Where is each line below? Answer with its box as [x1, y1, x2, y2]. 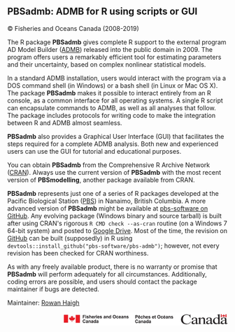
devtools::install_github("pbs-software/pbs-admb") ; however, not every [7, 241, 220, 250]
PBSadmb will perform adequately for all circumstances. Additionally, [7, 270, 208, 278]
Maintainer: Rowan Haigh [7, 298, 80, 307]
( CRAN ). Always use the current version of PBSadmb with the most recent [7, 168, 222, 176]
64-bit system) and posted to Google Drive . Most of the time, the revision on [7, 226, 228, 234]
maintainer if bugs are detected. [7, 284, 100, 293]
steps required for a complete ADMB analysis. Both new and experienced [7, 140, 219, 148]
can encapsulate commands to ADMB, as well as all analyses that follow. [7, 103, 216, 112]
